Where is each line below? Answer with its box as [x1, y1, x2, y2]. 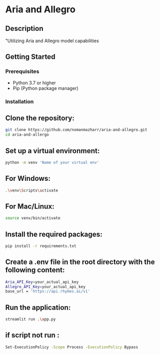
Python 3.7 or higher [12, 80, 56, 86]
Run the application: [5, 303, 71, 312]
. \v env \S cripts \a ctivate [5, 188, 58, 193]
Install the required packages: [5, 230, 103, 238]
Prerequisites [5, 68, 39, 75]
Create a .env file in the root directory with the [5, 258, 155, 267]
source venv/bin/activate [5, 216, 60, 221]
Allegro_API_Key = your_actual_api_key [5, 284, 86, 289]
